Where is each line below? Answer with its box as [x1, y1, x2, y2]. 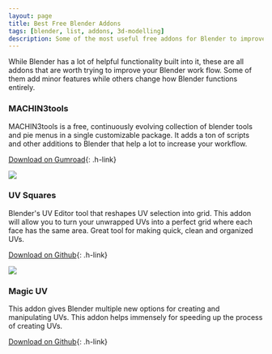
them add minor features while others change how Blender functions [8, 74, 238, 84]
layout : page [8, 11, 53, 20]
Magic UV [8, 285, 49, 296]
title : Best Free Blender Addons [8, 19, 121, 28]
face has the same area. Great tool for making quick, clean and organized [8, 225, 253, 235]
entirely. [8, 83, 36, 93]
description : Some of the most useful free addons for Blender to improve [8, 34, 266, 43]
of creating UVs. [8, 322, 63, 331]
